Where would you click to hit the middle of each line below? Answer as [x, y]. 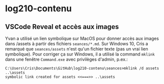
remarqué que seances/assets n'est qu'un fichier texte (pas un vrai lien [77, 49]
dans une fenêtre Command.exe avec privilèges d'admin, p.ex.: [67, 59]
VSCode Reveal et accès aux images [62, 27]
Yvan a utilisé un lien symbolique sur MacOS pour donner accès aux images [82, 38]
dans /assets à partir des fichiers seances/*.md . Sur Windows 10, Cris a [77, 44]
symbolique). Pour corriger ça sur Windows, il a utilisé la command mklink [80, 54]
